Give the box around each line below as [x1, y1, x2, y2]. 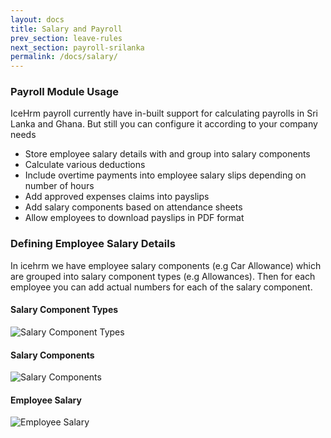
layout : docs [10, 14, 65, 25]
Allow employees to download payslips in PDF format [24, 212, 245, 224]
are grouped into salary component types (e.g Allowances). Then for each [10, 270, 316, 282]
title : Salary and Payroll [10, 24, 123, 34]
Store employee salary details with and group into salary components [24, 148, 311, 160]
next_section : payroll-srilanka [10, 42, 145, 53]
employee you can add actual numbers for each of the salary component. [10, 281, 313, 293]
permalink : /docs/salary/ [10, 52, 118, 62]
